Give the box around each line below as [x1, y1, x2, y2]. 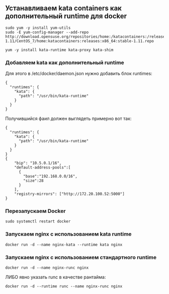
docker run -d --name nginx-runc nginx [5, 265, 89, 270]
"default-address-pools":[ [14, 165, 71, 170]
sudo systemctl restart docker [5, 219, 71, 224]
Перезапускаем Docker [5, 208, 66, 215]
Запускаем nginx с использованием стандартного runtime [5, 254, 157, 261]
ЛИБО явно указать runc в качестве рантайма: [5, 274, 106, 280]
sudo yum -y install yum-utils [5, 25, 71, 30]
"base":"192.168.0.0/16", [23, 174, 78, 179]
